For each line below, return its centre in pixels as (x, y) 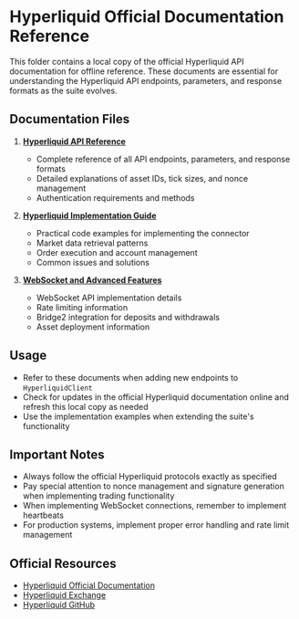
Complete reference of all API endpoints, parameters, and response (163, 159)
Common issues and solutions (93, 262)
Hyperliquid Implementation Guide (89, 215)
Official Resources (63, 563)
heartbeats (43, 515)
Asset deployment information (93, 327)
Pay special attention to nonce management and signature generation (153, 487)
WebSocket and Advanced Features (92, 279)
